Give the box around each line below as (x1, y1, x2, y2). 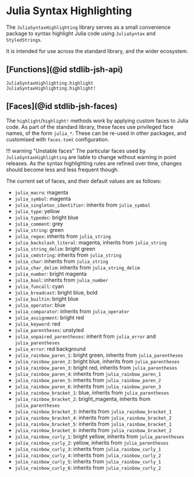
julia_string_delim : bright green (14, 245, 96, 252)
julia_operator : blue (14, 302, 66, 309)
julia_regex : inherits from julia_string (14, 233, 111, 240)
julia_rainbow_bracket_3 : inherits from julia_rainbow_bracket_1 (14, 408, 172, 415)
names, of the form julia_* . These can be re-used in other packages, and (6, 130, 187, 137)
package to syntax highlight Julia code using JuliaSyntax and (6, 29, 156, 37)
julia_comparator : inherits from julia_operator (14, 307, 130, 314)
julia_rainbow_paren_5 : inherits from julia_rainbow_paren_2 (14, 376, 161, 383)
